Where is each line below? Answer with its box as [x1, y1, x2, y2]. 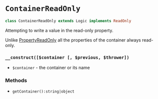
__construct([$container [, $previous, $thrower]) [5, 54, 129, 60]
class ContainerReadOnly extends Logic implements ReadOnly [5, 18, 132, 23]
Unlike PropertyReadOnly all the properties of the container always [5, 37, 141, 43]
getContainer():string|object [12, 89, 75, 94]
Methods [5, 77, 27, 84]
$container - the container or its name [12, 65, 90, 71]
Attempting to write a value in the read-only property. [5, 27, 114, 33]
